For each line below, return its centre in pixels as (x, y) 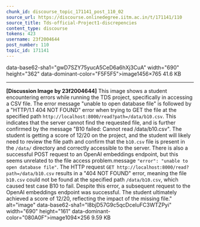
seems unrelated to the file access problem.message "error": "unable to (97, 160)
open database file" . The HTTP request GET (60, 167)
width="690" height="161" (38, 211)
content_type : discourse (37, 28)
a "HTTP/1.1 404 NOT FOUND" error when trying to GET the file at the (91, 110)
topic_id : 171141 (28, 51)
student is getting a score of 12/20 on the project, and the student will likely (99, 135)
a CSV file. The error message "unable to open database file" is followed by (99, 103)
